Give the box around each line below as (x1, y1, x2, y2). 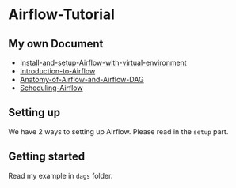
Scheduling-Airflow (19, 83, 83, 92)
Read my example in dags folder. (8, 171, 113, 180)
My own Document (8, 37, 104, 51)
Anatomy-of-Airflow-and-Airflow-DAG (19, 75, 144, 84)
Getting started (8, 150, 86, 164)
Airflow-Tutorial (8, 6, 115, 24)
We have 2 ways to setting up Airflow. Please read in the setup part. (8, 126, 229, 136)
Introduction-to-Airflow (19, 66, 96, 76)
